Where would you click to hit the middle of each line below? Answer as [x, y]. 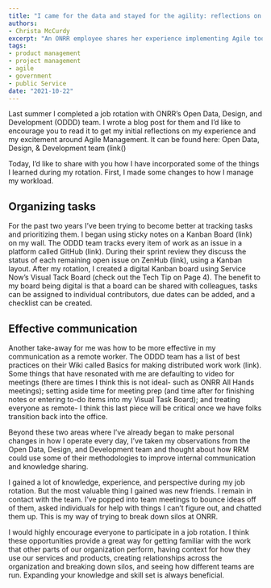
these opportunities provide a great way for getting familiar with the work [130, 541]
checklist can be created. [50, 303]
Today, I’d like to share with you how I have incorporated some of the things [134, 164]
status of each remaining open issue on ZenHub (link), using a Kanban [125, 260]
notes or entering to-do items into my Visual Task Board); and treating [124, 399]
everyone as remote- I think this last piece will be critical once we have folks [135, 408]
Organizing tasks [52, 206]
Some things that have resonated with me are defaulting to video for [122, 374]
